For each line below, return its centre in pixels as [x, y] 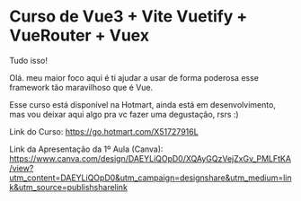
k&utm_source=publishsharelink [69, 187]
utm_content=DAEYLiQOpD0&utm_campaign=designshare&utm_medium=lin [150, 178]
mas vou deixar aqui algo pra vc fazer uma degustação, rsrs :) [124, 114]
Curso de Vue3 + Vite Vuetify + [128, 17]
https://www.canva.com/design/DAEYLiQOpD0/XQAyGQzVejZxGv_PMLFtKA [150, 158]
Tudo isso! [28, 60]
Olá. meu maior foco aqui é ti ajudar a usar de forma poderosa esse [134, 77]
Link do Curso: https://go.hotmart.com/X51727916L [104, 131]
